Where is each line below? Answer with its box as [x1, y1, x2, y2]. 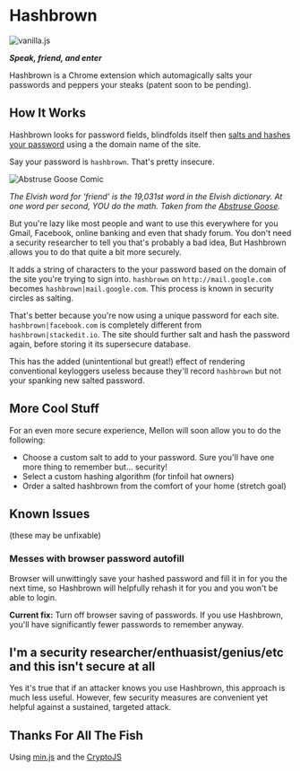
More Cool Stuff [9, 401, 100, 416]
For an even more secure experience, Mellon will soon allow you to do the [9, 425, 281, 435]
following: [9, 434, 46, 445]
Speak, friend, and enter [9, 52, 103, 63]
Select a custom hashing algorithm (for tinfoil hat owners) [21, 470, 235, 481]
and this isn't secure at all [9, 659, 156, 674]
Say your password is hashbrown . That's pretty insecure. [9, 156, 215, 167]
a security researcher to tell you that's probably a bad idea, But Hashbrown [9, 237, 287, 248]
